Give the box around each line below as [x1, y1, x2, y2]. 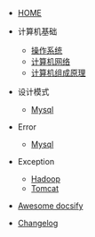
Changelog [17, 218, 59, 228]
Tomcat [30, 183, 59, 193]
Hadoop [30, 174, 60, 184]
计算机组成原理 [30, 67, 86, 78]
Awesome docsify [17, 200, 83, 211]
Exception [17, 157, 55, 166]
